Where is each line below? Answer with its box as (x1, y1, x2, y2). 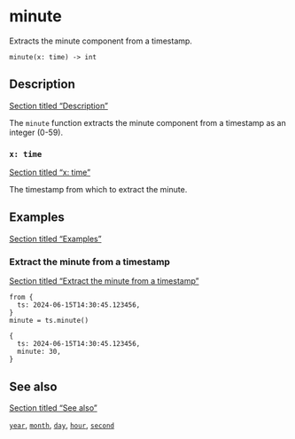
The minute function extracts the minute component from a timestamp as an (9, 117, 286, 128)
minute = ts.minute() (9, 317, 89, 325)
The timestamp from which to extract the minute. (9, 184, 188, 195)
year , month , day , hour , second (9, 419, 115, 430)
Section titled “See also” (9, 402, 97, 413)
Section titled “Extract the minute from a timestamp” (9, 276, 199, 286)
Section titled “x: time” (9, 167, 91, 178)
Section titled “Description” (9, 100, 109, 111)
